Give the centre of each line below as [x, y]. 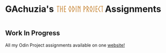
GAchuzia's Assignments [83, 9]
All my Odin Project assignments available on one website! [65, 45]
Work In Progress [33, 33]
